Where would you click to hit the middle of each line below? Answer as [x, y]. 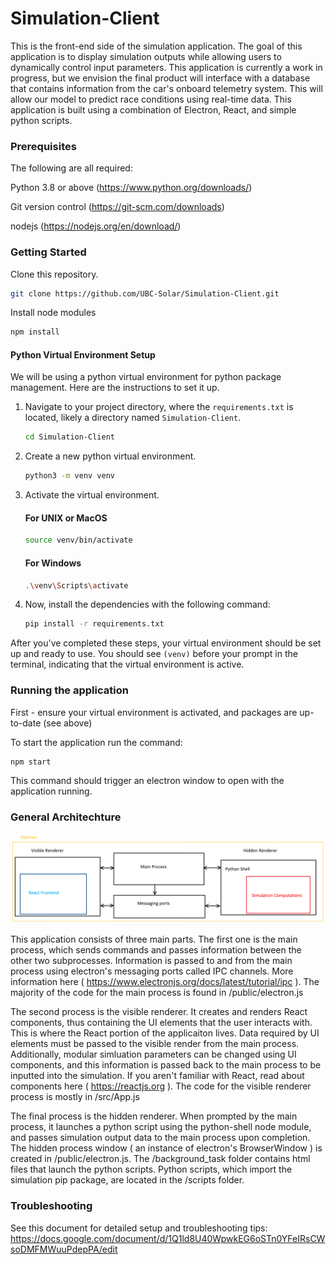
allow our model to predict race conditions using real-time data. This [151, 99]
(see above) [68, 723]
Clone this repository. [54, 274]
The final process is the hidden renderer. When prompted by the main [154, 1116]
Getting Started [48, 252]
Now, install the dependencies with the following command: [147, 604]
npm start [31, 762]
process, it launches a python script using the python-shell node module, [161, 1127]
